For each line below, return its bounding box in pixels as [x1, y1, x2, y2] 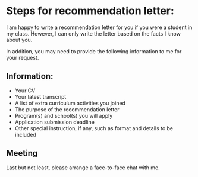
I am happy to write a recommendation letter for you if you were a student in [6, 24, 193, 31]
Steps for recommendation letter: [6, 4, 174, 18]
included [14, 131, 37, 138]
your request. [6, 54, 39, 61]
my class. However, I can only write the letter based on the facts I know [6, 30, 181, 37]
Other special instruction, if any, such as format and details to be [14, 124, 174, 131]
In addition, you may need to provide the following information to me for [6, 47, 182, 54]
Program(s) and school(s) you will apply [14, 112, 113, 119]
